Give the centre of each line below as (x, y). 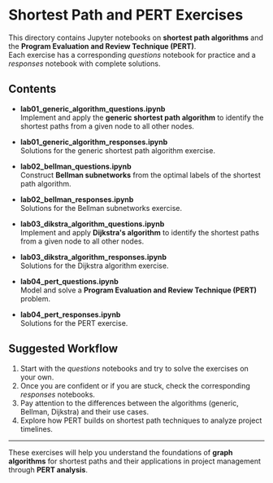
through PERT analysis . (48, 469)
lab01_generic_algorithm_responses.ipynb (94, 142)
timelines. (36, 428)
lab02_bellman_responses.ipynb (77, 199)
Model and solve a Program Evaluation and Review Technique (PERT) (139, 290)
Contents (32, 89)
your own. (37, 377)
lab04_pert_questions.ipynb (69, 281)
